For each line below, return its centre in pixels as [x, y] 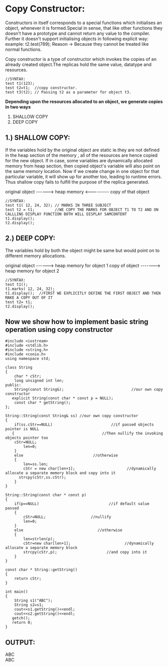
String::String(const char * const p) [46, 495]
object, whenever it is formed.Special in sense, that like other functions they [84, 28]
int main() [17, 592]
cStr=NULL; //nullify [67, 517]
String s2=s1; [29, 605]
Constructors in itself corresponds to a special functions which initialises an [83, 23]
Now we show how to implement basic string [77, 321]
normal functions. [23, 49]
